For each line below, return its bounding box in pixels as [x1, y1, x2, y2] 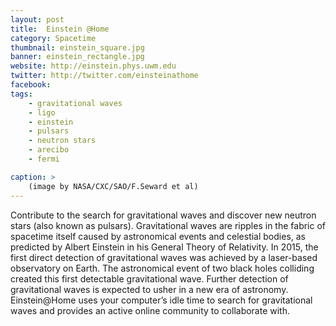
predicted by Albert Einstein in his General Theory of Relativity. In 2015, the [10, 241, 319, 253]
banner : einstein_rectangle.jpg [10, 52, 145, 62]
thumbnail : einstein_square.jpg [10, 42, 145, 53]
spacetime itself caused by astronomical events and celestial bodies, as [10, 230, 306, 242]
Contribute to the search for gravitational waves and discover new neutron [10, 209, 317, 221]
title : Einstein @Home [10, 24, 110, 34]
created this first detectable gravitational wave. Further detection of [10, 272, 289, 285]
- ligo [28, 107, 56, 118]
